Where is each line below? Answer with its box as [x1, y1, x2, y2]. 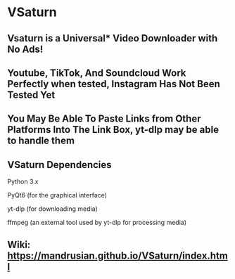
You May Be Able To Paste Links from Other [7, 113, 201, 125]
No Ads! [7, 43, 44, 55]
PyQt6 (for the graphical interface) [7, 191, 108, 200]
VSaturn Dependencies [7, 159, 112, 171]
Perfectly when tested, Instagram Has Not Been [7, 78, 220, 90]
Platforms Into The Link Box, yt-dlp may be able [7, 124, 220, 136]
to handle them [7, 135, 75, 147]
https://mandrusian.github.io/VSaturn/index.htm [7, 249, 229, 261]
